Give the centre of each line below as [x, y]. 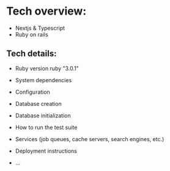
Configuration [32, 92]
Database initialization [43, 115]
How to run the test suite [46, 127]
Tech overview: [46, 11]
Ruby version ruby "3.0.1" [47, 68]
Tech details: [31, 54]
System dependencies [43, 80]
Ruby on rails [32, 34]
